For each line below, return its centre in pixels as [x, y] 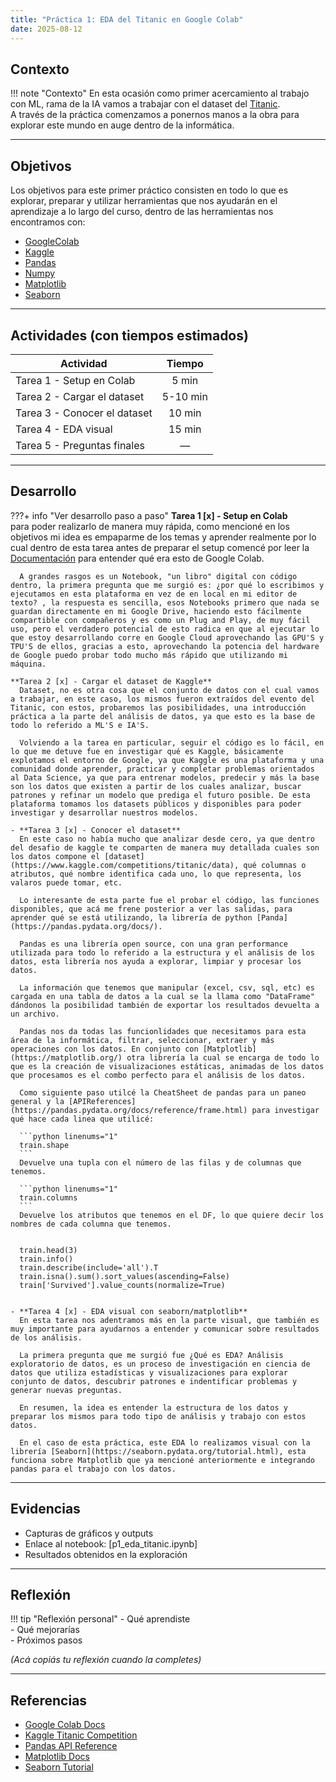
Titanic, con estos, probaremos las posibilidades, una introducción [158, 707]
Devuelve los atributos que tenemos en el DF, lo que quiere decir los [172, 1215]
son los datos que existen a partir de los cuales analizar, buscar [156, 786]
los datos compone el [55, 856]
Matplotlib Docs [57, 1757]
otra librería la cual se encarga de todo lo [223, 1057]
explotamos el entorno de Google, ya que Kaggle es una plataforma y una [167, 760]
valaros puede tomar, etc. [66, 882]
